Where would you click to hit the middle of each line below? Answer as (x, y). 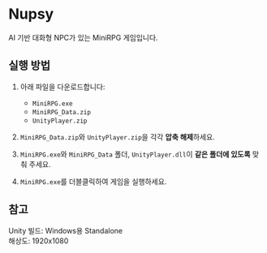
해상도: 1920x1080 (39, 241)
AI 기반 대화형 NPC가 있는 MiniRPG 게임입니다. (83, 37)
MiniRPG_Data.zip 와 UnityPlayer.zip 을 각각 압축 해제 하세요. (117, 137)
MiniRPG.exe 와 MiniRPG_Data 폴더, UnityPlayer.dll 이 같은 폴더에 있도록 (135, 154)
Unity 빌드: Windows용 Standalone (66, 230)
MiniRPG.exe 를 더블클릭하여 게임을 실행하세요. (93, 181)
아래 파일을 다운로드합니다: (62, 87)
